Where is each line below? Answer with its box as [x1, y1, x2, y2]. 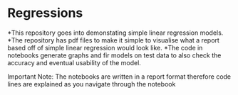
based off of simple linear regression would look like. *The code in [7, 43, 203, 52]
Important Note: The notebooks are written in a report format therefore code [7, 72, 232, 81]
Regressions [7, 5, 83, 21]
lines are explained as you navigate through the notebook [7, 79, 176, 88]
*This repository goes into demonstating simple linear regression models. [7, 28, 224, 37]
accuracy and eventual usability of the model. [7, 58, 141, 67]
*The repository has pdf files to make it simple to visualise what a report [7, 35, 219, 44]
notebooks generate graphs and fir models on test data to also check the [7, 51, 222, 60]
